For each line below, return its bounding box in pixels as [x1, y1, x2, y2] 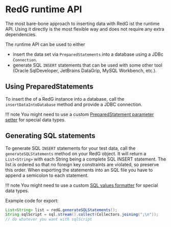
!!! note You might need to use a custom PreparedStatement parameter [5, 111, 154, 117]
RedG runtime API [5, 4, 82, 15]
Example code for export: [5, 197, 59, 203]
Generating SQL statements [5, 131, 95, 140]
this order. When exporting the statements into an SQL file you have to [5, 167, 153, 173]
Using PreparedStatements [5, 82, 93, 91]
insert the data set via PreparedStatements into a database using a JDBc [12, 51, 163, 57]
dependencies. [5, 31, 37, 37]
